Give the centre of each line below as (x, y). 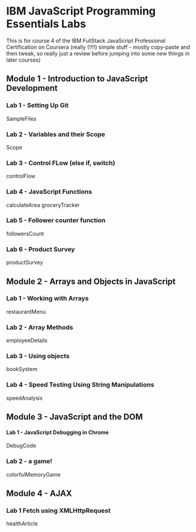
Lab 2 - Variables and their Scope (56, 134)
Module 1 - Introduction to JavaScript (77, 79)
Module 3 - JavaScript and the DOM (75, 417)
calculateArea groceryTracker (43, 205)
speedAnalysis (25, 398)
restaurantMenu (26, 311)
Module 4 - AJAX (39, 493)
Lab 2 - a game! (29, 461)
